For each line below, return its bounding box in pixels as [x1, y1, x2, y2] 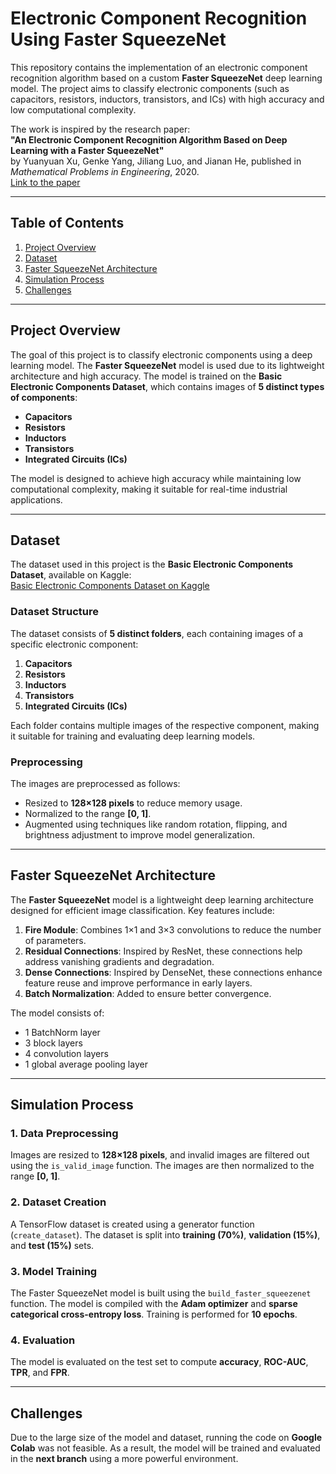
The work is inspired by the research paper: [10, 123, 191, 135]
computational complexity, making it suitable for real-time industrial [10, 483, 288, 495]
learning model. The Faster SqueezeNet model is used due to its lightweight [10, 359, 325, 371]
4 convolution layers [24, 1047, 109, 1059]
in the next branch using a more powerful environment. [10, 1453, 239, 1465]
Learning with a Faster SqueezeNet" [10, 144, 165, 156]
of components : [10, 391, 78, 403]
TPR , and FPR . [10, 1367, 70, 1379]
